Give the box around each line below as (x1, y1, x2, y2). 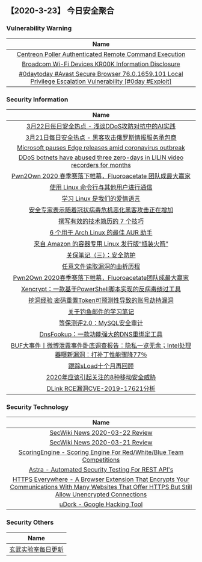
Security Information (6, 95, 69, 104)
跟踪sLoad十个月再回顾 (68, 361, 134, 370)
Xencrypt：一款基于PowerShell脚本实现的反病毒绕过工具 (20, 285, 182, 293)
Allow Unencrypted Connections (55, 490, 147, 499)
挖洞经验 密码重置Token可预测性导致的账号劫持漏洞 (28, 296, 174, 305)
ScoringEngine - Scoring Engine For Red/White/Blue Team (18, 448, 184, 456)
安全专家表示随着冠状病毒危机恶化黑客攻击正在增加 (28, 206, 173, 214)
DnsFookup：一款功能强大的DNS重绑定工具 (39, 330, 163, 338)
